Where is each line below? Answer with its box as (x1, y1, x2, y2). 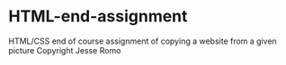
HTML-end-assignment (8, 6, 188, 27)
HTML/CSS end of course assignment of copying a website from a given (8, 36, 278, 46)
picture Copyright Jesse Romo (8, 45, 121, 55)
